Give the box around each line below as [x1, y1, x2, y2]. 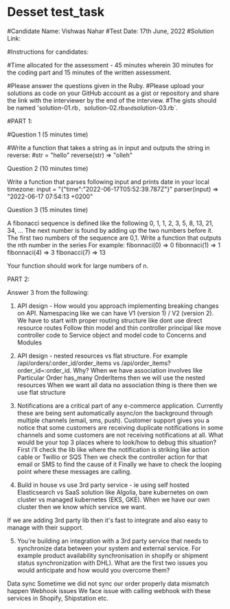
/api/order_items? [121, 359, 172, 367]
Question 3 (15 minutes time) [7, 205, 89, 214]
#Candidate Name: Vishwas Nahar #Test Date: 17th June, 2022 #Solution [7, 27, 214, 35]
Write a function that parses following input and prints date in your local [7, 177, 209, 186]
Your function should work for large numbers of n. [7, 261, 149, 269]
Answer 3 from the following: [7, 288, 89, 296]
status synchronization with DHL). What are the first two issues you [16, 559, 208, 567]
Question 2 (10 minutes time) [7, 164, 89, 172]
